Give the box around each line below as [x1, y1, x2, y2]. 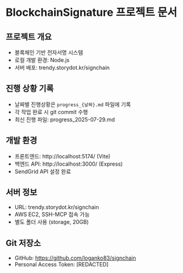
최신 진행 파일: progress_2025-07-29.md [14, 116, 115, 123]
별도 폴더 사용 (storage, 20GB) [14, 218, 89, 226]
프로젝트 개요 [5, 32, 52, 42]
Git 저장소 [5, 238, 41, 248]
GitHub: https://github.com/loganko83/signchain [14, 254, 136, 261]
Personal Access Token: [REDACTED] [14, 261, 109, 268]
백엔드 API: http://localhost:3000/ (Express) [14, 160, 123, 167]
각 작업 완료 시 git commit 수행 [14, 108, 88, 115]
